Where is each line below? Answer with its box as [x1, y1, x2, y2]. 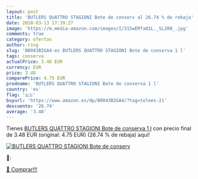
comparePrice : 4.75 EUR [6, 75, 66, 81]
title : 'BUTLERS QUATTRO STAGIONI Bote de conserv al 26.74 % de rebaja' [6, 14, 194, 20]
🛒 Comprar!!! [6, 166, 38, 173]
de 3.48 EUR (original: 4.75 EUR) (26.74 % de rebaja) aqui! [6, 131, 150, 138]
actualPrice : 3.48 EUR [6, 58, 63, 64]
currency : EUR [6, 64, 42, 70]
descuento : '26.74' [6, 103, 55, 109]
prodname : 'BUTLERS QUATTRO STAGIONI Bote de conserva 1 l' [6, 81, 160, 87]
